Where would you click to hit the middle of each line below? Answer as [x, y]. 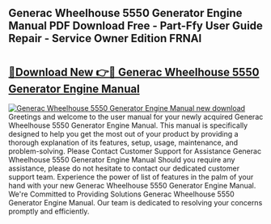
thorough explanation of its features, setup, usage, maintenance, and [123, 142]
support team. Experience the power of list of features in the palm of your [131, 177]
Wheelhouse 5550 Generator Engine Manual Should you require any [122, 160]
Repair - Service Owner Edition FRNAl [105, 38]
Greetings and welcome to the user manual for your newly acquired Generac [136, 117]
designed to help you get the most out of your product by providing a [123, 134]
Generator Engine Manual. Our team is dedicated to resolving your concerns [135, 203]
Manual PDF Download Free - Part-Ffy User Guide [135, 26]
